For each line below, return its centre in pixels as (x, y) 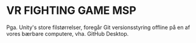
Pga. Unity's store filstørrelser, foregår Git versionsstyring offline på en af (98, 27)
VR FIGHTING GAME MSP (72, 11)
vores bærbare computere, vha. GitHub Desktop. (68, 33)
